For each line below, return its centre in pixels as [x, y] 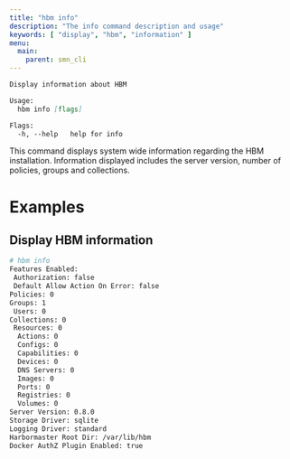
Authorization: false [54, 278]
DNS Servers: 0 [46, 370]
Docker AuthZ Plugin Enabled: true [76, 445]
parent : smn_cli [56, 60]
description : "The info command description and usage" [117, 26]
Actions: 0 [38, 337]
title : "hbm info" [44, 18]
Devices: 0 [38, 361]
